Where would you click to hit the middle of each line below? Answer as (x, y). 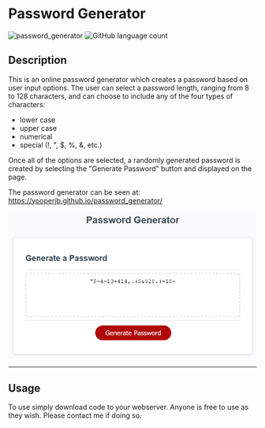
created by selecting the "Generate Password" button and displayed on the (130, 168)
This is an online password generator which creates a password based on (128, 79)
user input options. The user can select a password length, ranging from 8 (129, 87)
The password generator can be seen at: (74, 192)
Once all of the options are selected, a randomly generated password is (124, 160)
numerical (36, 136)
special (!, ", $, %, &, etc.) (61, 145)
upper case (38, 128)
